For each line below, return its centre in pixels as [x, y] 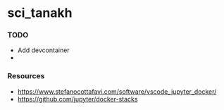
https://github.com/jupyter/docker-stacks [77, 99]
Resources [26, 76]
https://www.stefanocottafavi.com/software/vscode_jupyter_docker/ [117, 91]
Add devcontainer [43, 50]
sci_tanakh [40, 13]
